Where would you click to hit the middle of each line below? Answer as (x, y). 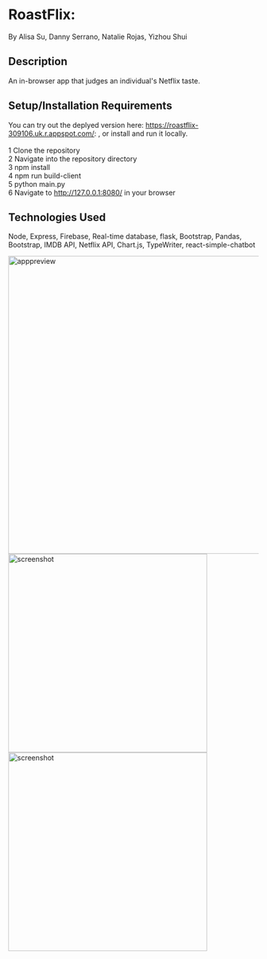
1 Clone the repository (44, 150)
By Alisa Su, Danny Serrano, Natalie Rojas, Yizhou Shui (98, 37)
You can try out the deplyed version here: (76, 125)
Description (38, 62)
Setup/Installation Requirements (90, 106)
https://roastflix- (172, 125)
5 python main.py (37, 184)
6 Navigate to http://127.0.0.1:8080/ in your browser (92, 192)
